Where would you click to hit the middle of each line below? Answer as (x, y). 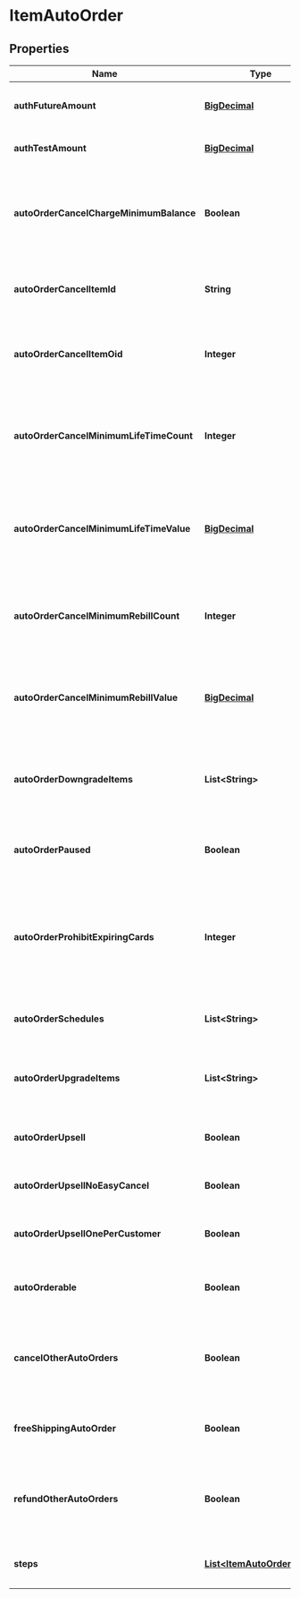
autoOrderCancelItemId (65, 289)
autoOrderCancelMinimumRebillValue (96, 697)
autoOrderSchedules (59, 1019)
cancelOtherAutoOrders (66, 1358)
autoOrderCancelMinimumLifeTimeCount (104, 436)
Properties (39, 49)
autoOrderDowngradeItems (74, 779)
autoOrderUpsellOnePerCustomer (87, 1234)
